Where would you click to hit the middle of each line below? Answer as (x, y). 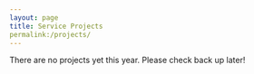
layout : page (34, 18)
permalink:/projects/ (50, 34)
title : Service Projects (56, 26)
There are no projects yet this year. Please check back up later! (127, 60)
